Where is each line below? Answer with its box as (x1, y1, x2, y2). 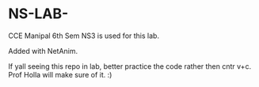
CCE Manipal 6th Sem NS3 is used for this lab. (8, 31, 160, 40)
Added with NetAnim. (8, 46, 78, 55)
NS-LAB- (8, 5, 69, 23)
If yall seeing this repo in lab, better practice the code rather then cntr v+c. (8, 61, 252, 71)
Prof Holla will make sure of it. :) (8, 70, 112, 79)
